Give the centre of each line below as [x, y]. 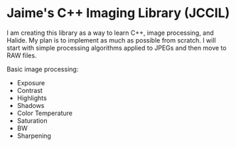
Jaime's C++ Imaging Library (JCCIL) [118, 13]
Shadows [31, 105]
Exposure [31, 82]
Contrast [30, 90]
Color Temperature [44, 113]
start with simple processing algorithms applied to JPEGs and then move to [117, 48]
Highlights [32, 98]
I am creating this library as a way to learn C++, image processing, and [110, 33]
